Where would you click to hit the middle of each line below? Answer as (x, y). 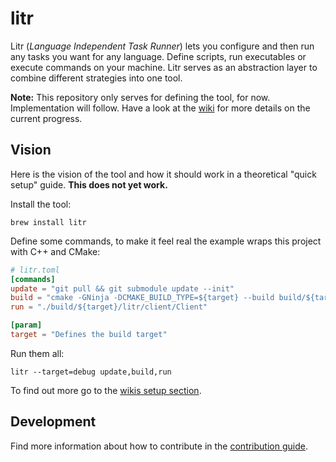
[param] (26, 325)
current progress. (46, 118)
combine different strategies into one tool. (96, 78)
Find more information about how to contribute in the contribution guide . (159, 446)
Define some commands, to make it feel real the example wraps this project (166, 241)
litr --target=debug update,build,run (91, 372)
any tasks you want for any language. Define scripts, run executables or (158, 56)
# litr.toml (35, 270)
